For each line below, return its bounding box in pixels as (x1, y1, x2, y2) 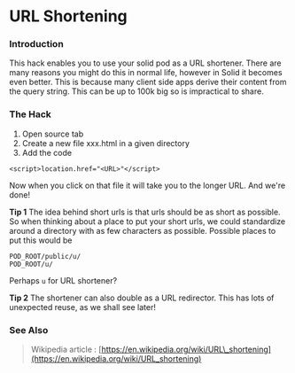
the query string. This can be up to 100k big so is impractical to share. (9, 86, 264, 97)
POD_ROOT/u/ (9, 260, 53, 268)
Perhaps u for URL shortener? (9, 275, 118, 285)
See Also (9, 323, 49, 336)
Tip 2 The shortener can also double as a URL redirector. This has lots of (9, 292, 275, 303)
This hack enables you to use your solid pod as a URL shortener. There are (9, 58, 282, 68)
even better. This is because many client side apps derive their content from (9, 77, 287, 88)
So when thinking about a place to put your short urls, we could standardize (9, 215, 286, 227)
